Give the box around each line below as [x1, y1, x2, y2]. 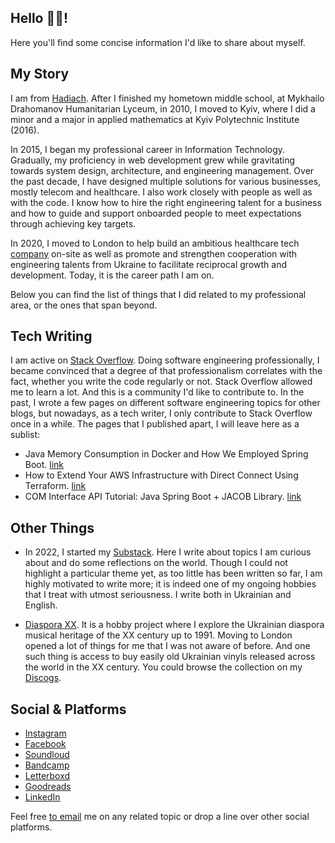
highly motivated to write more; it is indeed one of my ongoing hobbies [24, 578, 317, 590]
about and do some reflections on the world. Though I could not [24, 557, 288, 569]
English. [24, 599, 58, 611]
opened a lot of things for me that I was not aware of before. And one [24, 640, 311, 652]
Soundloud [24, 749, 70, 761]
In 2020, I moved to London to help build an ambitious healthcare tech [10, 237, 300, 249]
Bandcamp [24, 759, 70, 771]
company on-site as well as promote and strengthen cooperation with [10, 247, 298, 260]
